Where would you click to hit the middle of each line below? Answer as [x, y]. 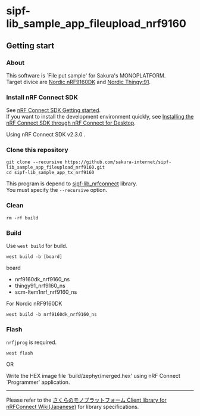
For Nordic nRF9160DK [34, 304]
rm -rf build [22, 218]
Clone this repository [37, 150]
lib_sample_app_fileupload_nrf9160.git [56, 167]
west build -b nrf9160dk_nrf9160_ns [51, 315]
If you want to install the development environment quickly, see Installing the [100, 117]
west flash [20, 353]
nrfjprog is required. [32, 342]
